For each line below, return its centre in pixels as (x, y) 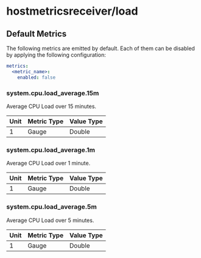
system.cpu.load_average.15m (53, 93)
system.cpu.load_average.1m (51, 149)
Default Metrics (37, 34)
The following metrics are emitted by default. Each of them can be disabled (100, 48)
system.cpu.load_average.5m (52, 207)
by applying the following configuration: (56, 55)
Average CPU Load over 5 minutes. (50, 220)
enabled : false (37, 77)
